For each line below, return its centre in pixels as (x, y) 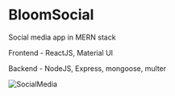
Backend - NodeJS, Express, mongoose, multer (87, 68)
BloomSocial (51, 15)
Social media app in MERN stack (62, 37)
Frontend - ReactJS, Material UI (61, 52)
